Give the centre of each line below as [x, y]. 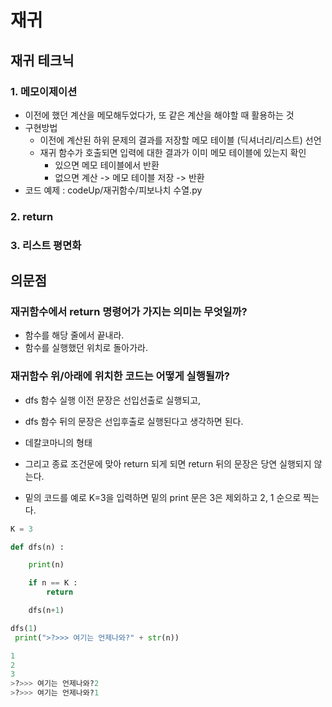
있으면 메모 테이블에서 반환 [107, 165]
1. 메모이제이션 [44, 91]
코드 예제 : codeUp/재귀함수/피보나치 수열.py [113, 190]
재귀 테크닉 [42, 60]
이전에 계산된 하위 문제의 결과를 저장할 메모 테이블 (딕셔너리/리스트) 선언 [180, 140]
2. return [32, 216]
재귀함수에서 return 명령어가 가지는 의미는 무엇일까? [129, 312]
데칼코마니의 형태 [58, 442]
